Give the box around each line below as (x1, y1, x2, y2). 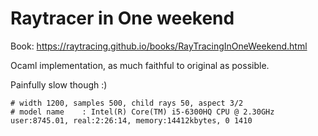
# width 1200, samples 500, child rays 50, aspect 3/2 (10, 98, 244, 108)
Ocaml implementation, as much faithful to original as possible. (10, 59, 270, 71)
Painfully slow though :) (10, 78, 108, 91)
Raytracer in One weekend (10, 7, 235, 30)
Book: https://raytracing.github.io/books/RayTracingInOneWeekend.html (10, 40, 308, 52)
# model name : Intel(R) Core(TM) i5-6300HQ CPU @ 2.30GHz (10, 107, 275, 117)
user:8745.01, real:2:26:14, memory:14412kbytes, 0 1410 (10, 115, 253, 126)
